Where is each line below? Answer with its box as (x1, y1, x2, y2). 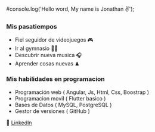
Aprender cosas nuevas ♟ (14, 60, 80, 67)
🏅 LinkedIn (6, 119, 32, 126)
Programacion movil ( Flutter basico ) (14, 95, 106, 102)
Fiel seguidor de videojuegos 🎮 (14, 36, 94, 43)
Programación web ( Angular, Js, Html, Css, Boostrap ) (14, 89, 150, 96)
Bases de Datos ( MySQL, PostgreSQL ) (14, 101, 112, 108)
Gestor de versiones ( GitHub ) (14, 107, 91, 115)
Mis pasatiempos (6, 22, 57, 30)
